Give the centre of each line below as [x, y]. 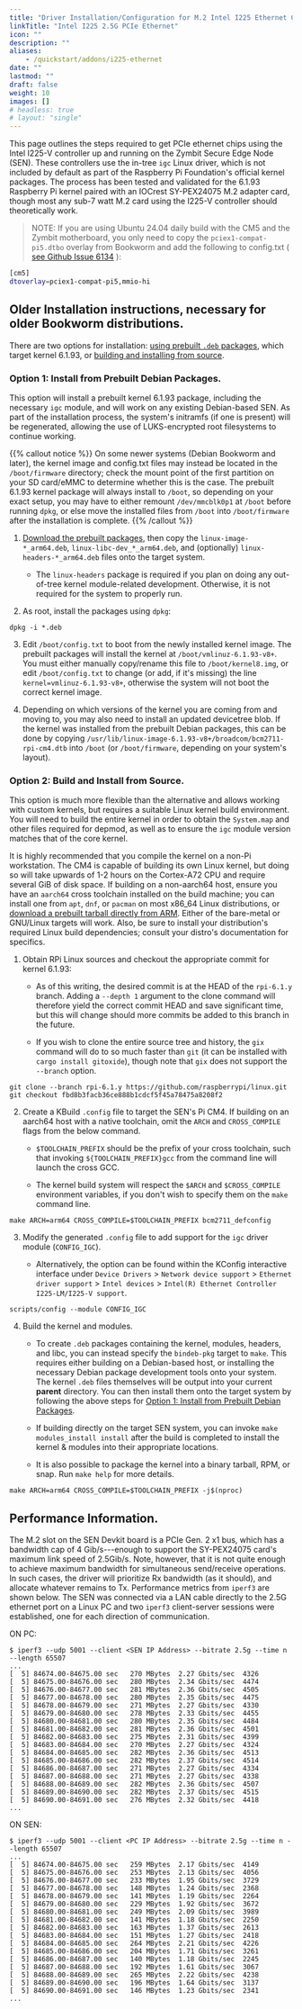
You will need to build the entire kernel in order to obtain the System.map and [149, 819]
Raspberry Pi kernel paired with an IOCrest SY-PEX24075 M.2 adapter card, [150, 192]
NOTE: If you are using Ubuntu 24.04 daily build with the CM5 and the [160, 228]
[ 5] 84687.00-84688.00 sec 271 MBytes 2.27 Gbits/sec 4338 [134, 1777]
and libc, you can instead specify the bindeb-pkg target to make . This [161, 1353]
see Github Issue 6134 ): [76, 257]
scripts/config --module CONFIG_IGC [78, 1310]
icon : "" [26, 34]
